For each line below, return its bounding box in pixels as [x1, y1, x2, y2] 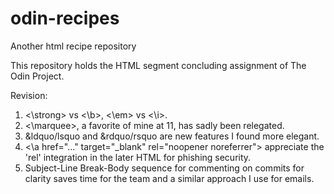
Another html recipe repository [10, 40, 137, 52]
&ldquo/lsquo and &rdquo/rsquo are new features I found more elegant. [24, 130, 320, 142]
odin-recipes [10, 7, 120, 30]
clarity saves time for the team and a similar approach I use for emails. [24, 172, 315, 184]
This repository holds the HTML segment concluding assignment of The [10, 59, 307, 71]
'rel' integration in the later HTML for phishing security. [24, 151, 252, 163]
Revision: [10, 89, 48, 101]
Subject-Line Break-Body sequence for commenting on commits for [24, 162, 305, 174]
